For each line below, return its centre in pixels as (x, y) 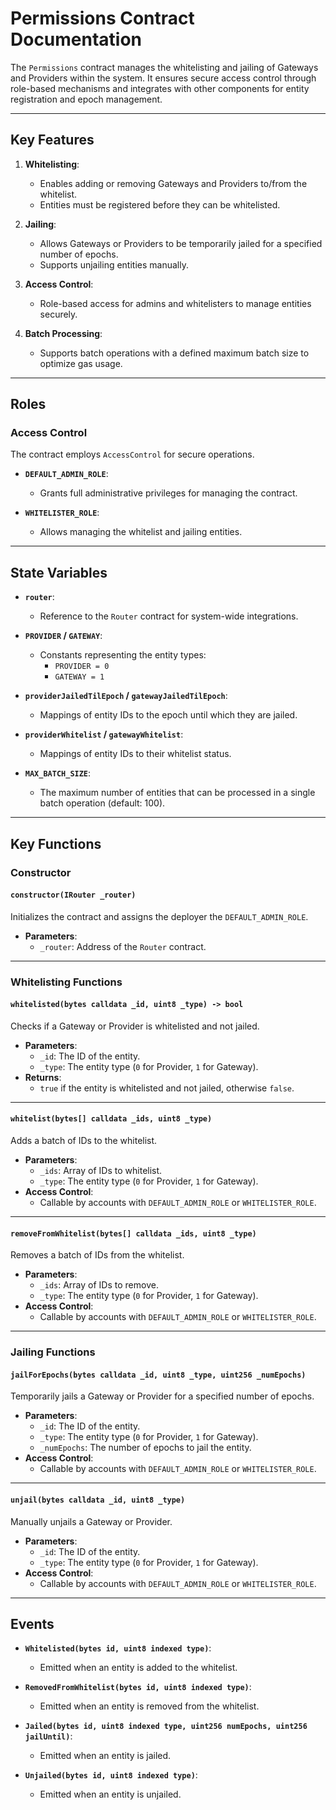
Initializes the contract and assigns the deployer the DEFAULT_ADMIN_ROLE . (159, 916)
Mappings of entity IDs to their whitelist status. (135, 754)
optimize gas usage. (81, 363)
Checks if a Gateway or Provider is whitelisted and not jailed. (135, 1026)
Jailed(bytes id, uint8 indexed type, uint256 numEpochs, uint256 (166, 1727)
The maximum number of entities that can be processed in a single (177, 793)
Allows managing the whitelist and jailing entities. (141, 532)
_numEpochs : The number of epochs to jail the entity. (145, 1448)
